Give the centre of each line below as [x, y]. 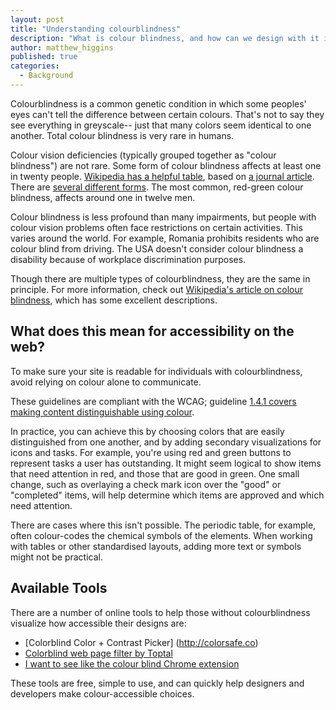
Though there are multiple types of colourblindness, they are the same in [160, 278]
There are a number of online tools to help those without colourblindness [160, 612]
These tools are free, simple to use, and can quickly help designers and [157, 683]
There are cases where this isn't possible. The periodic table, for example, [163, 525]
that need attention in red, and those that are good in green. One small [155, 473]
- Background [46, 76]
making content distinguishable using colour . [102, 412]
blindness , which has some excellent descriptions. [114, 300]
